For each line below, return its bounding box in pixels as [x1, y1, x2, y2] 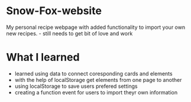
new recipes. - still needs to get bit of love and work [6, 29, 133, 37]
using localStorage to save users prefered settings [14, 83, 138, 90]
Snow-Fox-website [6, 4, 102, 18]
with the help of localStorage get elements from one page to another [14, 76, 182, 83]
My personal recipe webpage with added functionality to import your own [6, 24, 185, 31]
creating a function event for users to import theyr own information [14, 88, 178, 96]
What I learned [6, 51, 80, 64]
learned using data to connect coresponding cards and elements [14, 70, 173, 77]
